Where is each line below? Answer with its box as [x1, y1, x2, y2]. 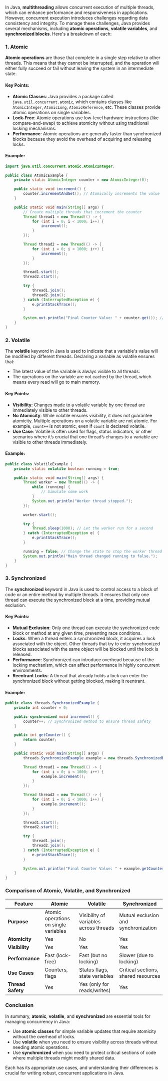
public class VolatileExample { [5, 461, 72, 466]
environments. [12, 667, 42, 673]
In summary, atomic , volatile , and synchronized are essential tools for [5, 1013, 151, 1019]
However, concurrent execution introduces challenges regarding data [5, 15, 148, 21]
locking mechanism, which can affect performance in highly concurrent [12, 662, 160, 668]
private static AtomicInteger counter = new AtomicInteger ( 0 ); [14, 177, 149, 182]
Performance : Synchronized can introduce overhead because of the [12, 656, 154, 663]
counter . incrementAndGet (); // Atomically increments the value [23, 191, 160, 196]
